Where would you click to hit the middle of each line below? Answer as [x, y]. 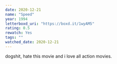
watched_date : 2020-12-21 [32, 42]
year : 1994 [16, 19]
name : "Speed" [20, 14]
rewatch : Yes [19, 33]
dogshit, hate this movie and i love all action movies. [58, 56]
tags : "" [14, 38]
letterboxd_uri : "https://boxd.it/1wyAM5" [50, 24]
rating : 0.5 [17, 28]
